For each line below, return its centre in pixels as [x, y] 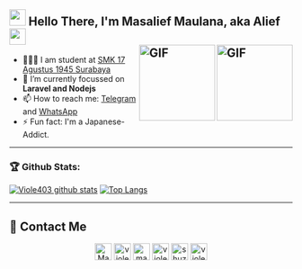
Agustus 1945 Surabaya [66, 69]
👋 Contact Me [48, 226]
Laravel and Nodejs [59, 88]
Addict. [36, 134]
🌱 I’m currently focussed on [73, 78]
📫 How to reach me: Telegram [79, 98]
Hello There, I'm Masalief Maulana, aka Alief [154, 22]
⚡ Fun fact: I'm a [53, 121]
